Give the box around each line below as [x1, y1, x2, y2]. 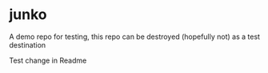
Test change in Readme [9, 56, 87, 65]
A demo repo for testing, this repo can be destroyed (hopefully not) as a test [9, 32, 261, 41]
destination [9, 40, 46, 49]
